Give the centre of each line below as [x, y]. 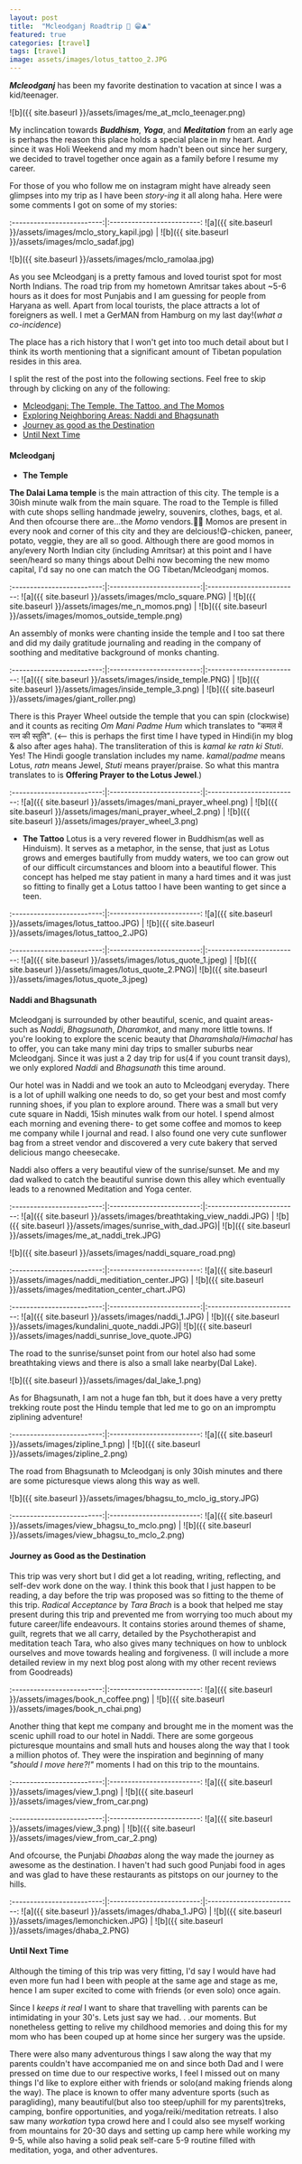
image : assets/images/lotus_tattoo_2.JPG [88, 60]
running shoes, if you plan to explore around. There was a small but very [144, 1105]
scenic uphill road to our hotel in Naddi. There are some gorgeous [132, 1735]
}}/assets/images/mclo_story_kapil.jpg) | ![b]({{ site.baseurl [119, 232]
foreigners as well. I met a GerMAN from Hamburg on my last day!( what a [146, 315]
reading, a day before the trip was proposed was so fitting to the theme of [146, 1595]
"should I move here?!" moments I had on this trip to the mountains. [134, 1764]
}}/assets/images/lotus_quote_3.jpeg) [79, 980]
